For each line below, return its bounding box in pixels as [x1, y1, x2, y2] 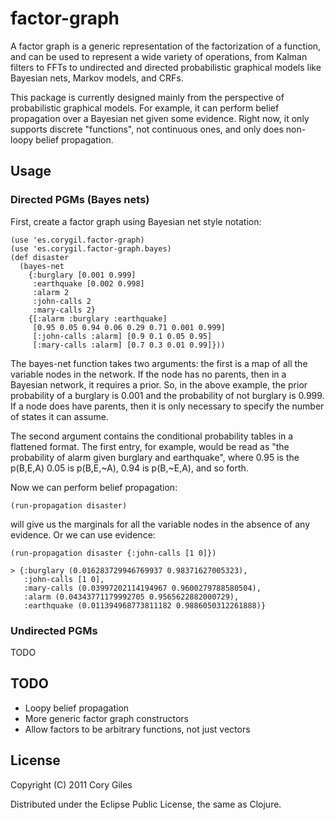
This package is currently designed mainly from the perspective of [10, 91, 285, 103]
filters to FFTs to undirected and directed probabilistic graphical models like [10, 61, 322, 73]
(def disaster [10, 252, 70, 262]
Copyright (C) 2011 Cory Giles [10, 778, 133, 791]
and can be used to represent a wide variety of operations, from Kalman [10, 50, 308, 62]
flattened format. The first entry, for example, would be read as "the [10, 440, 290, 452]
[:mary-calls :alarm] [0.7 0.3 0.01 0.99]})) [32, 340, 226, 350]
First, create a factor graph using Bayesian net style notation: [10, 215, 262, 227]
